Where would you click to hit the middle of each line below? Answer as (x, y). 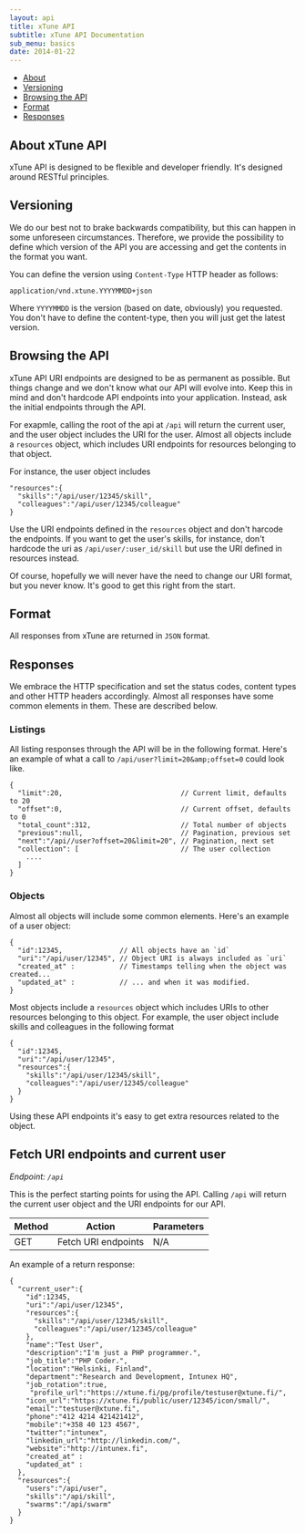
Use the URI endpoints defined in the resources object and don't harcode (147, 529)
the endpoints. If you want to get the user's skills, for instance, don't (137, 538)
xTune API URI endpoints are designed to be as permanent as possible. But (150, 378)
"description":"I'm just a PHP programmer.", (114, 1352)
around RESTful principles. (60, 176)
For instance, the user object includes (80, 471)
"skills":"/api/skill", (71, 1497)
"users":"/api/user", (66, 1488)
